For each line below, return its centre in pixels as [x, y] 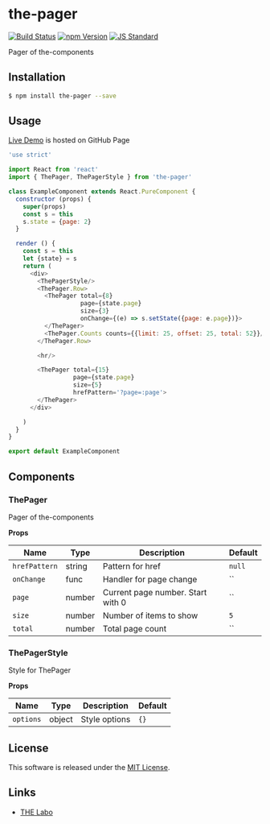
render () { [36, 244]
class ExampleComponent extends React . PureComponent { [102, 192]
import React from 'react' [53, 170]
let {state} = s [50, 259]
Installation [37, 77]
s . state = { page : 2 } [57, 222]
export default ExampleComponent [64, 452]
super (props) [45, 206]
